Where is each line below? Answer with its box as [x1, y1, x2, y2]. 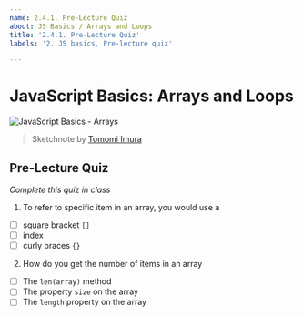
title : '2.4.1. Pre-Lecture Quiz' [9, 30, 141, 39]
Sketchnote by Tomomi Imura [31, 134, 143, 145]
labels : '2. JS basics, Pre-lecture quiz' [9, 38, 173, 48]
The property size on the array [22, 286, 139, 297]
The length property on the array [22, 297, 147, 308]
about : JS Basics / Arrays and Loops [9, 22, 153, 31]
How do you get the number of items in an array [22, 259, 203, 270]
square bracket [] [22, 219, 91, 230]
